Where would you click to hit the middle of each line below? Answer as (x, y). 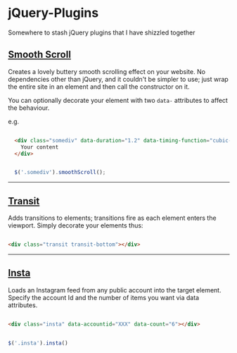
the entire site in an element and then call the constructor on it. (99, 87)
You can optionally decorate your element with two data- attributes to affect (118, 100)
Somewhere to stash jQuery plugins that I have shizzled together (102, 32)
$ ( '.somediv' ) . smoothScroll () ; (60, 173)
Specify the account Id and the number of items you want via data (104, 297)
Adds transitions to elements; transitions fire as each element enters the (112, 218)
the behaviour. (29, 108)
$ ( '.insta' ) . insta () (38, 343)
